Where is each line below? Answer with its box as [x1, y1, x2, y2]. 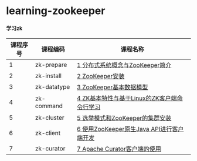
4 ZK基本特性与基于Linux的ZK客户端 [76, 94, 177, 102]
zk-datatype [35, 83, 70, 91]
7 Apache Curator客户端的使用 [76, 145, 161, 153]
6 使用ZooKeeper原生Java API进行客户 [76, 125, 184, 133]
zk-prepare [35, 61, 67, 69]
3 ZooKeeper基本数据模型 [76, 83, 148, 92]
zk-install [35, 72, 62, 80]
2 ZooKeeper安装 [76, 72, 125, 80]
